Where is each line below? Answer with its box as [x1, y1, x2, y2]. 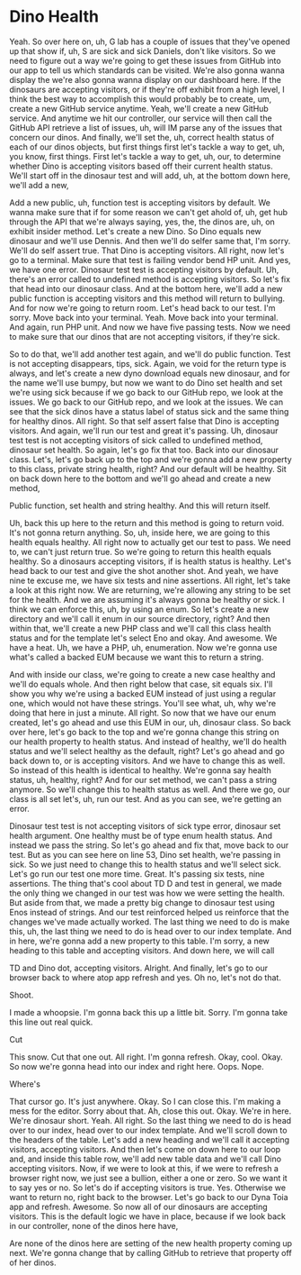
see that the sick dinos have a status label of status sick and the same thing [9, 405, 289, 416]
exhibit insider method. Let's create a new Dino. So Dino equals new [9, 225, 262, 236]
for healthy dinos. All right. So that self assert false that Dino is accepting [9, 415, 280, 426]
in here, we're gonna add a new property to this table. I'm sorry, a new [9, 935, 270, 946]
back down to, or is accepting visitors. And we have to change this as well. [9, 755, 286, 766]
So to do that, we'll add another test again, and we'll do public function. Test [9, 349, 291, 360]
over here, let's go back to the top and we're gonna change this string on [9, 726, 279, 737]
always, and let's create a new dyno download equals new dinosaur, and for [9, 368, 290, 378]
